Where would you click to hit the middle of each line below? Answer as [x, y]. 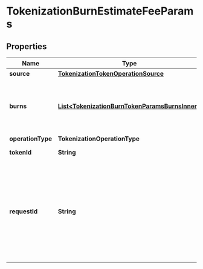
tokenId [21, 152]
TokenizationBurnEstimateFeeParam [100, 11]
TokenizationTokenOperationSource [111, 74]
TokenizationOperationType [99, 139]
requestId [24, 211]
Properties [27, 46]
